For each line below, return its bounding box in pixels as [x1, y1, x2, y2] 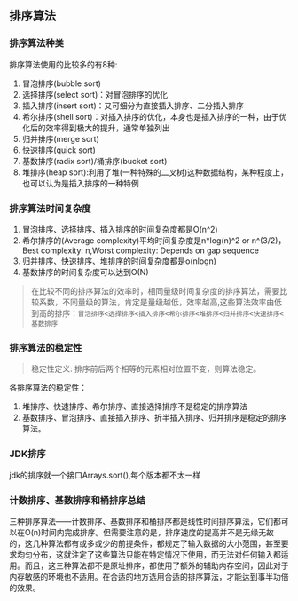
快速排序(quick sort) [21, 145, 96, 155]
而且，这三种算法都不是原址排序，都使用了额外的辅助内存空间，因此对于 [24, 560, 289, 571]
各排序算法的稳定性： [9, 383, 87, 393]
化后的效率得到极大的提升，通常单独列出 [21, 123, 170, 133]
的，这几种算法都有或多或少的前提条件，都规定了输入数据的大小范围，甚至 [9, 538, 281, 549]
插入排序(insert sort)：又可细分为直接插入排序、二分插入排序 [21, 100, 245, 111]
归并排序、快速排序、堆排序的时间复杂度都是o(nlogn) [21, 256, 217, 266]
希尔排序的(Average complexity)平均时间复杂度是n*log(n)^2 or [21, 234, 250, 246]
